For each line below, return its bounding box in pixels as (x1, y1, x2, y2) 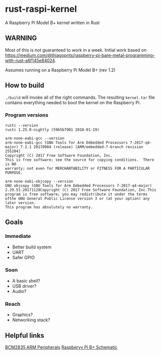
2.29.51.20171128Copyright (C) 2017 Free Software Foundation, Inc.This (5, 187, 157, 192)
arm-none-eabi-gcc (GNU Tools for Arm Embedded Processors (5, 140, 128, 145)
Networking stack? (12, 317, 50, 323)
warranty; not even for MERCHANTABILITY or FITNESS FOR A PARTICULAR (5, 166, 150, 171)
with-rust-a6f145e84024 (5, 58, 55, 63)
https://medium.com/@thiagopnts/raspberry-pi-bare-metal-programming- (5, 52, 155, 58)
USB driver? (12, 283, 37, 289)
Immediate (5, 233, 31, 239)
